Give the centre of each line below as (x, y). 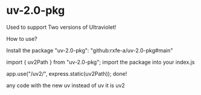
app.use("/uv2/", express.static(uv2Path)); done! (67, 73)
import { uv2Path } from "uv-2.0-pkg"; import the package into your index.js (101, 62)
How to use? (22, 38)
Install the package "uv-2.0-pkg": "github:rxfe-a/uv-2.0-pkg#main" (90, 50)
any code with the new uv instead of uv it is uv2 (66, 85)
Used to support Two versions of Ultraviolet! (61, 27)
